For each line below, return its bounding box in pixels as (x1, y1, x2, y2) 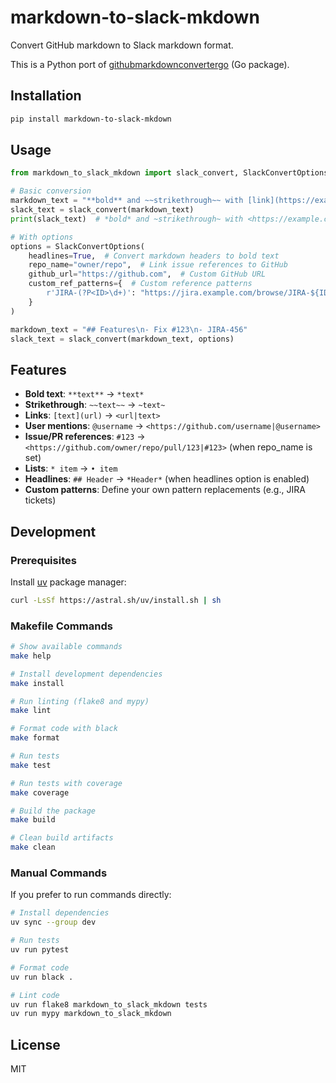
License (10, 1036, 61, 1053)
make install (10, 678, 65, 688)
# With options (10, 232, 74, 242)
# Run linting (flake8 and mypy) (10, 696, 150, 706)
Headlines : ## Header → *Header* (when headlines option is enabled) (24, 473, 310, 485)
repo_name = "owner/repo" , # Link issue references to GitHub (28, 260, 288, 270)
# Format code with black (10, 724, 118, 734)
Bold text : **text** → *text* (24, 388, 145, 400)
